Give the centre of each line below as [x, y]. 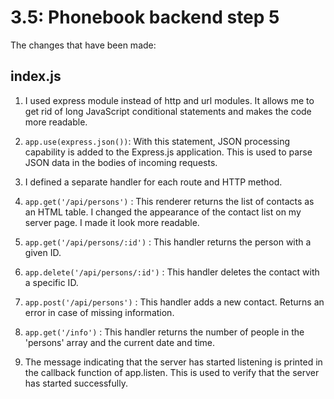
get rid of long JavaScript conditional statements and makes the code [168, 111]
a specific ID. [51, 282]
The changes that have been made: [83, 45]
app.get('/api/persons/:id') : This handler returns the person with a [168, 242]
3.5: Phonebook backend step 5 [145, 17]
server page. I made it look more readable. [112, 222]
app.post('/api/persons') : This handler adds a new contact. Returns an [174, 302]
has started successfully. [76, 383]
